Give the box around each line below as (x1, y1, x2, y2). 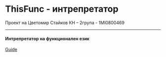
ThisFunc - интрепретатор (5, 3, 119, 15)
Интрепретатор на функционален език (5, 35, 90, 41)
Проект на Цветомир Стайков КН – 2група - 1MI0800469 (5, 20, 125, 26)
